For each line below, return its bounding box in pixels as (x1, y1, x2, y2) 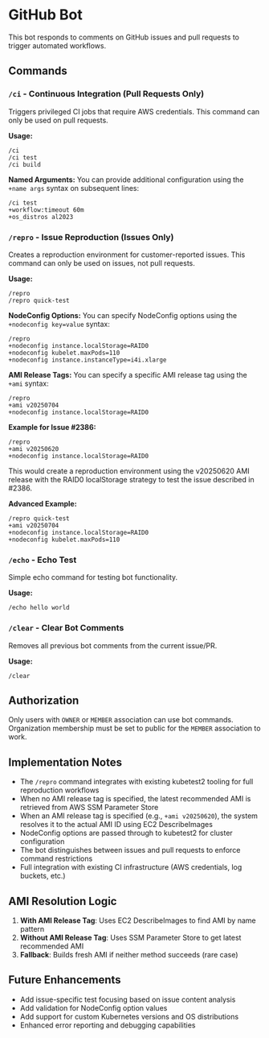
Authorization (8, 693, 79, 707)
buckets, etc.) (19, 871, 66, 881)
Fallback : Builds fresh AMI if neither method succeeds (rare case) (19, 949, 238, 959)
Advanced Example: (8, 498, 78, 508)
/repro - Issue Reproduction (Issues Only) (8, 231, 174, 242)
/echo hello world (8, 604, 70, 612)
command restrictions (19, 854, 93, 863)
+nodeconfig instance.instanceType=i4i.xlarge (8, 356, 167, 364)
